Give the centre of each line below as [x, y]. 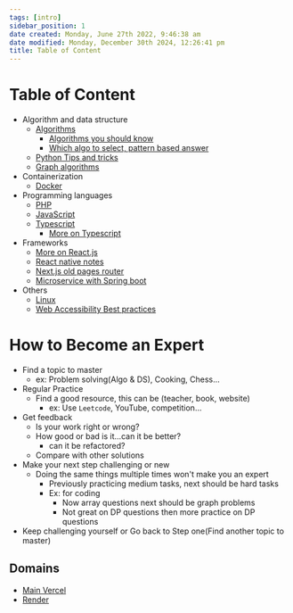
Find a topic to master [62, 370]
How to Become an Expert [107, 345]
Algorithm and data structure [75, 120]
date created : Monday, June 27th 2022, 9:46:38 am [105, 34]
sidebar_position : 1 [48, 26]
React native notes [69, 262]
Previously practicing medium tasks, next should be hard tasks [163, 484]
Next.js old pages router [80, 271]
